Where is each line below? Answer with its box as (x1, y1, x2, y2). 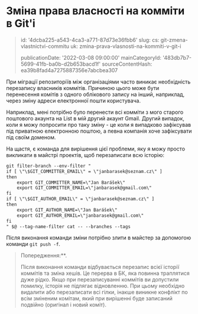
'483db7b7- (162, 54, 192, 61)
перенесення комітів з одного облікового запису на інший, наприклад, (6, 91, 185, 98)
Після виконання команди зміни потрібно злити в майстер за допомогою (6, 234, 191, 241)
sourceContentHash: (102, 60, 152, 68)
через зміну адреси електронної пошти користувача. (6, 97, 141, 104)
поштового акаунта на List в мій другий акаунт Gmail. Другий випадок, (6, 114, 185, 122)
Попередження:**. (20, 252, 67, 259)
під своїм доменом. (6, 133, 56, 140)
